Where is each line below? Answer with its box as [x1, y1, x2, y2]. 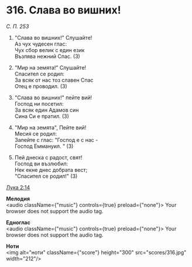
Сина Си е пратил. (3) [14, 112, 69, 120]
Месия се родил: [14, 130, 57, 137]
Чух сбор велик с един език [14, 46, 85, 53]
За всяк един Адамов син [14, 106, 79, 113]
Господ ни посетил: [14, 100, 64, 107]
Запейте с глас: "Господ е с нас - [14, 136, 98, 143]
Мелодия [6, 195, 30, 202]
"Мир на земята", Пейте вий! [14, 124, 87, 131]
